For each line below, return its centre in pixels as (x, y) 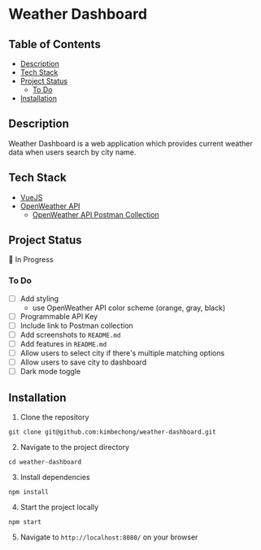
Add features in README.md (63, 343)
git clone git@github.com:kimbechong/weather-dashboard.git (113, 432)
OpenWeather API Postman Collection (96, 214)
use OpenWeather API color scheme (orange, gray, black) (129, 308)
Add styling (39, 299)
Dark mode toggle (50, 372)
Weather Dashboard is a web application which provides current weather (131, 143)
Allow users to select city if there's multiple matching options (122, 353)
